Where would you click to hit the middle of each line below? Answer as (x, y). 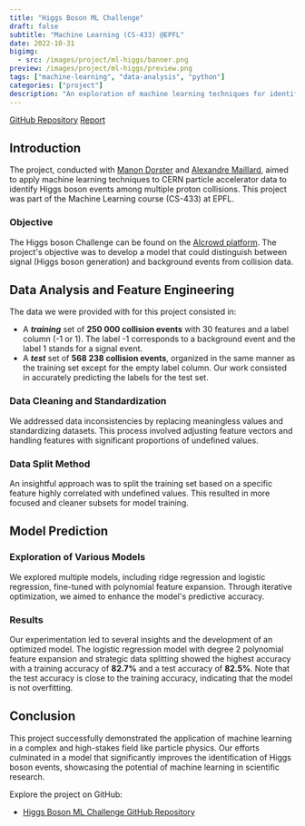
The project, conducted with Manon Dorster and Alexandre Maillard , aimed (149, 170)
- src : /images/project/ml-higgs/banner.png (103, 60)
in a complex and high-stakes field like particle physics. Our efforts (135, 747)
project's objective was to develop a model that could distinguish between (148, 251)
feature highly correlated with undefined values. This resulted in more (140, 493)
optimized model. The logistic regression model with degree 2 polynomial (147, 649)
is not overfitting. (41, 688)
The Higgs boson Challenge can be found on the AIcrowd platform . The (143, 242)
